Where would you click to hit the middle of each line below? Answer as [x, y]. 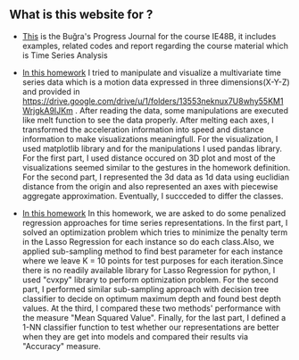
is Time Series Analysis [65, 55]
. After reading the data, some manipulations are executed [181, 110]
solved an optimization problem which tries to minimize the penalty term [155, 232]
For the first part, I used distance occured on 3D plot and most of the [149, 158]
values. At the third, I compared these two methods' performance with [151, 308]
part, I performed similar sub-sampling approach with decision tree [145, 289]
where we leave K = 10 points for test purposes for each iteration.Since [153, 260]
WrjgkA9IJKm [48, 110]
